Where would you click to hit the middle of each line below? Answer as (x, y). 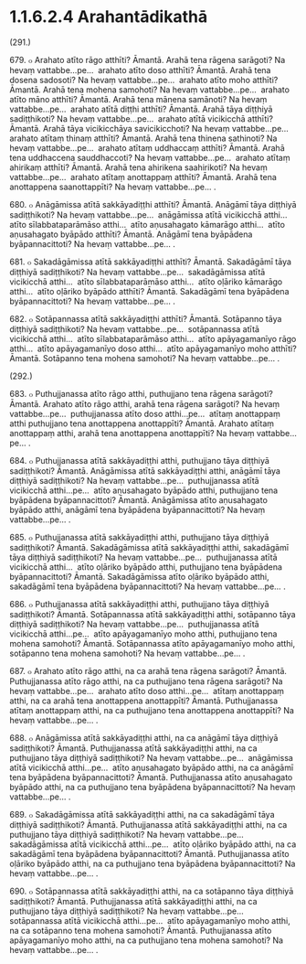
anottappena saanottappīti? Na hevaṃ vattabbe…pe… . (113, 187)
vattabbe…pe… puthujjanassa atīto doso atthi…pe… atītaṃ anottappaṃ (145, 413)
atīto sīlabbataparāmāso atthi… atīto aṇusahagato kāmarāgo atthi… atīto (148, 224)
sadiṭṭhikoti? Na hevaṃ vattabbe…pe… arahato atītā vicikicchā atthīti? (142, 118)
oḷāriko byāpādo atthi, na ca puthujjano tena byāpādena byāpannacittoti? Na (153, 863)
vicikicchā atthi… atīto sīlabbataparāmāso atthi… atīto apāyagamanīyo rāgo (153, 338)
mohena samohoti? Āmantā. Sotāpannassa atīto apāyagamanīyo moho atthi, (153, 643)
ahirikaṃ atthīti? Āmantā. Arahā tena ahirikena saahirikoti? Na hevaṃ (138, 167)
